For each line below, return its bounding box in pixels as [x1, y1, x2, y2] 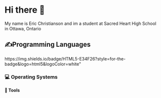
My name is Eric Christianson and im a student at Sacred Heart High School [4, 20, 157, 26]
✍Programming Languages [4, 40, 91, 49]
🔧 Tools [4, 87, 20, 93]
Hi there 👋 [4, 4, 45, 16]
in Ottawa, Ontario [4, 25, 41, 31]
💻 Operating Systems [4, 73, 58, 80]
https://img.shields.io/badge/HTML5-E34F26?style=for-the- [4, 56, 126, 61]
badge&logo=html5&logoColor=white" [4, 61, 81, 67]
